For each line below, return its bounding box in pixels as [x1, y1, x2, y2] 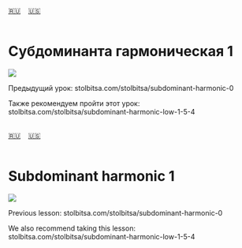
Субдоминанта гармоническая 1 [8, 43, 234, 61]
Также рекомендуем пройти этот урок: [8, 98, 140, 108]
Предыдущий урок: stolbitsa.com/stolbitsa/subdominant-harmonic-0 [8, 83, 234, 92]
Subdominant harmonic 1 [8, 167, 175, 186]
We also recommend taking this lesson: [8, 224, 136, 233]
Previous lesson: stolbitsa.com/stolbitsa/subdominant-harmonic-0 [8, 208, 223, 217]
